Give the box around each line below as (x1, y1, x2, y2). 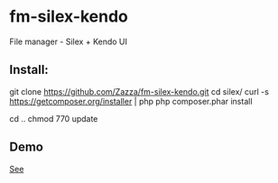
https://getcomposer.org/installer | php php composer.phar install (9, 96, 253, 106)
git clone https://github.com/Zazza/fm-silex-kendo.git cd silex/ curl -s (9, 86, 269, 96)
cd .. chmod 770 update (9, 113, 98, 124)
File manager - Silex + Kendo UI (9, 36, 128, 47)
